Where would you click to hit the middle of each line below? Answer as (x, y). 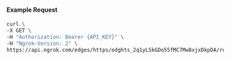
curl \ (16, 24)
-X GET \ (19, 31)
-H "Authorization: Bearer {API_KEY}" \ (66, 37)
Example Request (32, 10)
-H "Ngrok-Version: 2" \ (42, 43)
